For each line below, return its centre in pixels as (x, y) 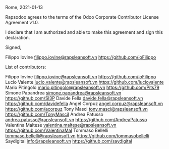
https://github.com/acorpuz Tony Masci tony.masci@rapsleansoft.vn (76, 109)
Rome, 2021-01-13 (24, 7)
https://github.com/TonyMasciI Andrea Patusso (54, 114)
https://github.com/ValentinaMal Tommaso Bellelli (57, 130)
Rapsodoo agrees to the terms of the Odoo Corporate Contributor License (82, 17)
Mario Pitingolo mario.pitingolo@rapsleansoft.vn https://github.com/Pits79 (82, 87)
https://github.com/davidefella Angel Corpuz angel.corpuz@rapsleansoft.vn (84, 104)
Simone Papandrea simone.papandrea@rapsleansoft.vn (63, 93)
